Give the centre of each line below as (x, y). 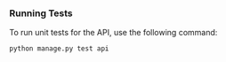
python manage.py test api (59, 49)
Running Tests (41, 13)
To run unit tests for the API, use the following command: (113, 33)
